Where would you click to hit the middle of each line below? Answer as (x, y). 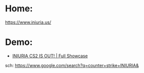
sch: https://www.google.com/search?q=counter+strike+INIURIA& (72, 65)
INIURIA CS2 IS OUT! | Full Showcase (50, 56)
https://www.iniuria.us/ (28, 22)
